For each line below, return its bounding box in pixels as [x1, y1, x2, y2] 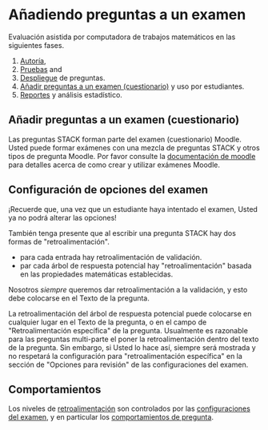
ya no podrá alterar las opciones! [8, 213, 118, 222]
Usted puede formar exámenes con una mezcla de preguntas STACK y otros [8, 142, 260, 153]
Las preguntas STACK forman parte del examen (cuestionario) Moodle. [8, 134, 242, 144]
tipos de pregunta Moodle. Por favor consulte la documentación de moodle [8, 151, 256, 161]
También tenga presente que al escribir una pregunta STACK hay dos [8, 228, 236, 237]
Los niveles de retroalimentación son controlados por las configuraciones [8, 404, 250, 413]
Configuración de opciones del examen [8, 183, 209, 197]
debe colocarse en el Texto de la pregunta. [8, 293, 150, 303]
